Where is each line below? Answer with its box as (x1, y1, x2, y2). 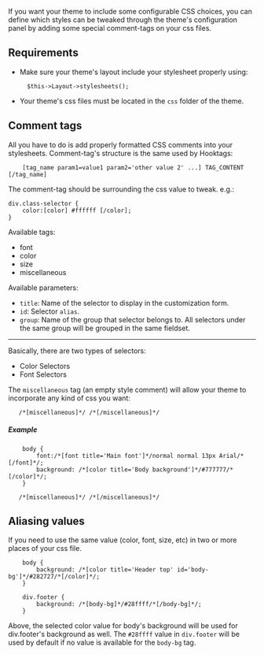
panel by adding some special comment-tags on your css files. (8, 24, 212, 32)
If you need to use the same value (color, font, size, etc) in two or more (8, 535, 237, 545)
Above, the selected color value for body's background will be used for (8, 621, 238, 631)
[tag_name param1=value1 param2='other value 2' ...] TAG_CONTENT (22, 163, 244, 172)
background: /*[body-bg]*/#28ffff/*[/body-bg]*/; (36, 601, 202, 608)
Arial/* (218, 452, 244, 460)
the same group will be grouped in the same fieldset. (19, 323, 190, 333)
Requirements (8, 47, 79, 60)
